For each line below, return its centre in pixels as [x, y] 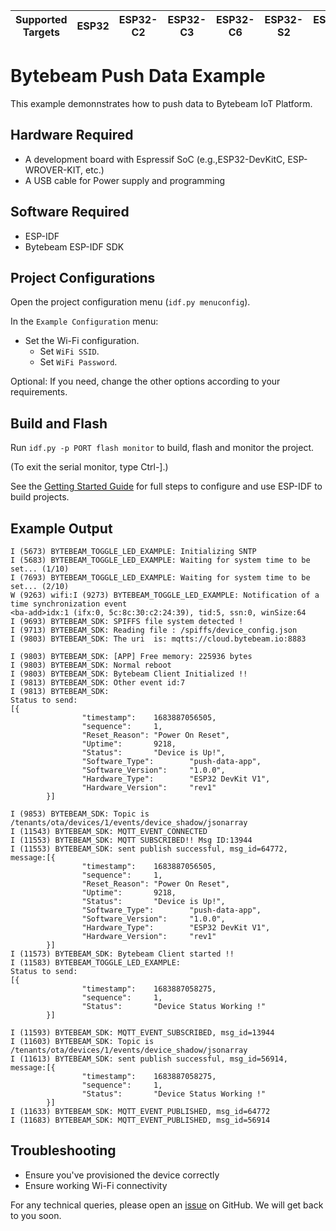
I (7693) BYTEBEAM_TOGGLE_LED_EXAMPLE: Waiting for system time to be [160, 578]
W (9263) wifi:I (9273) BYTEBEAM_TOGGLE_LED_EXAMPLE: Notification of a [165, 595]
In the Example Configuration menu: [84, 321]
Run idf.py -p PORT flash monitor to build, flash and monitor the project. [162, 448]
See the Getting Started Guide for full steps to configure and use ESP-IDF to [166, 486]
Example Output [61, 528]
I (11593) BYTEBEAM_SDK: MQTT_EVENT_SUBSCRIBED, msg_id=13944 [142, 1033]
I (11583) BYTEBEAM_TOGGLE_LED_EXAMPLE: [96, 963]
